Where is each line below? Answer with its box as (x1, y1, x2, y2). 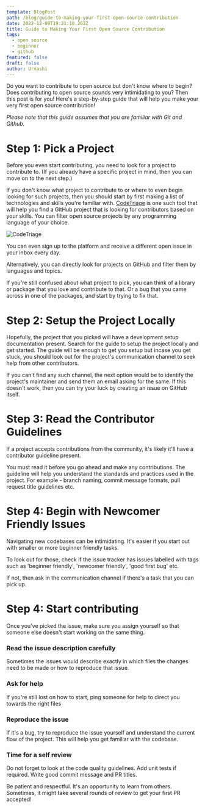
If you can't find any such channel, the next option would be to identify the (6, 372, 193, 379)
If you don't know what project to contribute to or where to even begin (6, 187, 183, 194)
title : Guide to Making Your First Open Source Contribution (6, 26, 165, 32)
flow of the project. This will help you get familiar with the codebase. (6, 735, 179, 742)
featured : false (6, 54, 48, 60)
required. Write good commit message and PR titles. (6, 771, 137, 778)
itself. (6, 391, 20, 398)
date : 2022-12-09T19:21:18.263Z (6, 20, 88, 26)
